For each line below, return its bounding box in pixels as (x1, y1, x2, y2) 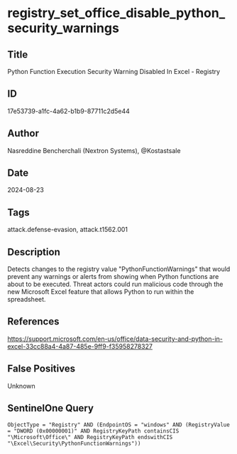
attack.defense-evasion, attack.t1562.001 (7, 226, 128, 234)
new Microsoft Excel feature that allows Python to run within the (7, 287, 194, 296)
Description (7, 246, 60, 258)
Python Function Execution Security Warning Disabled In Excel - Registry (7, 68, 221, 75)
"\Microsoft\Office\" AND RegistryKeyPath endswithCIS (7, 433, 173, 440)
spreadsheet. (7, 295, 46, 304)
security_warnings (7, 20, 119, 36)
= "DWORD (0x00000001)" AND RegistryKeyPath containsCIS (7, 427, 180, 435)
